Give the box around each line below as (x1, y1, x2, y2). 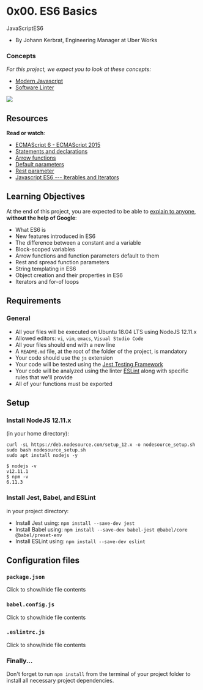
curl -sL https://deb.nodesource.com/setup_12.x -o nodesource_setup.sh (6, 442, 196, 448)
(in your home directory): (6, 430, 69, 437)
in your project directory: (6, 507, 69, 514)
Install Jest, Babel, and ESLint (6, 494, 96, 502)
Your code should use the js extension (15, 354, 113, 362)
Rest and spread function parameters (15, 258, 109, 265)
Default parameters (15, 161, 64, 168)
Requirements (6, 295, 61, 306)
